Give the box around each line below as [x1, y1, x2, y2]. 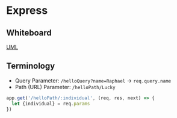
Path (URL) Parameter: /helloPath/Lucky [14, 83, 116, 90]
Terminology [6, 61, 55, 71]
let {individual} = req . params [11, 101, 90, 107]
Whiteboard [6, 28, 52, 38]
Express [6, 4, 48, 17]
